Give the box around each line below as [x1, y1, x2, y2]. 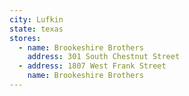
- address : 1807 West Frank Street [18, 61, 167, 71]
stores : [9, 33, 42, 43]
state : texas [9, 24, 64, 34]
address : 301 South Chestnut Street [27, 52, 181, 62]
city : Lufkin [9, 14, 64, 25]
